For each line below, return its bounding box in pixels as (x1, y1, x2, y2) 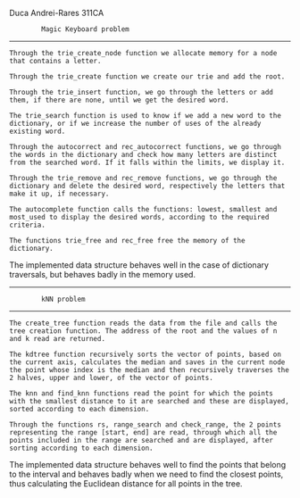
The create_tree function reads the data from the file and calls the (9, 319, 278, 328)
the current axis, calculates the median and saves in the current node (9, 358, 286, 367)
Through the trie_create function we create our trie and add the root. (9, 72, 286, 81)
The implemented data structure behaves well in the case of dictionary (9, 260, 270, 270)
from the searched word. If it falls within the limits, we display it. (9, 158, 286, 167)
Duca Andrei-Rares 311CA (9, 8, 104, 18)
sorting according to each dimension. (9, 444, 154, 452)
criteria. (9, 220, 46, 229)
